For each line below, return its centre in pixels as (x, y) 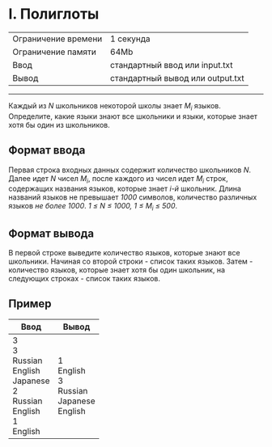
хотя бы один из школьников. (59, 124)
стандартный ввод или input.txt (172, 65)
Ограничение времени (57, 39)
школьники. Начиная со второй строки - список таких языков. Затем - (131, 261)
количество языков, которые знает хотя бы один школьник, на (117, 270)
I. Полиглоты (54, 14)
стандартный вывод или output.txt (177, 78)
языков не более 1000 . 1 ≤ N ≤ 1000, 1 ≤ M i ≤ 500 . (93, 207)
